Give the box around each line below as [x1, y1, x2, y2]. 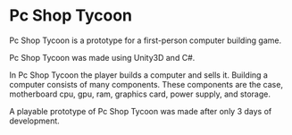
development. [9, 115, 60, 126]
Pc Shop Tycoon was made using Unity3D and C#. [9, 52, 196, 63]
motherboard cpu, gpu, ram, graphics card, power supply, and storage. [9, 89, 271, 99]
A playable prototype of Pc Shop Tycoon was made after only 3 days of [9, 105, 272, 116]
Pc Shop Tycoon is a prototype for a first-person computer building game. [9, 35, 282, 46]
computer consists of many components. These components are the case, [9, 79, 284, 89]
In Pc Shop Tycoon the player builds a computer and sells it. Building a [9, 69, 268, 80]
